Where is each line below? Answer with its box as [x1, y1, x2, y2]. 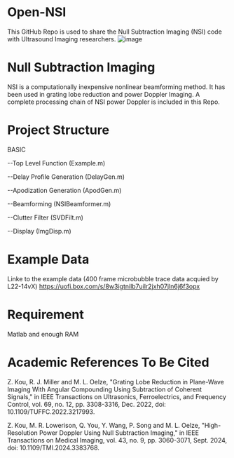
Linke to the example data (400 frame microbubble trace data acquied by [7, 274, 219, 283]
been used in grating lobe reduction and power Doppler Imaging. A [7, 90, 200, 98]
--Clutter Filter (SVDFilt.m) [7, 213, 84, 222]
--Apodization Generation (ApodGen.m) [7, 186, 122, 194]
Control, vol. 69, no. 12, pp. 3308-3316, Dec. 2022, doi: [7, 400, 166, 408]
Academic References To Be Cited [7, 354, 209, 370]
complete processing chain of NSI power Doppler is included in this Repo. [7, 97, 221, 106]
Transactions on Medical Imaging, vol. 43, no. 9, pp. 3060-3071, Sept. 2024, [7, 436, 228, 444]
